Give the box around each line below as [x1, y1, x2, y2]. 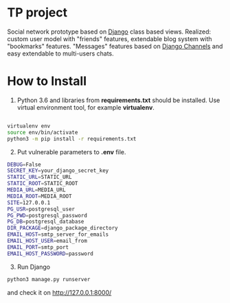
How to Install [7, 73, 87, 89]
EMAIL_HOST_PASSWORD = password [7, 250, 94, 257]
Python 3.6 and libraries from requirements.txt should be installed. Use [16, 96, 220, 104]
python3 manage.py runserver [7, 276, 91, 282]
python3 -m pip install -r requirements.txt [7, 135, 137, 142]
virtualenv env [7, 122, 51, 130]
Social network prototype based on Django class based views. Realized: [7, 27, 211, 36]
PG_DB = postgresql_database [7, 218, 84, 226]
